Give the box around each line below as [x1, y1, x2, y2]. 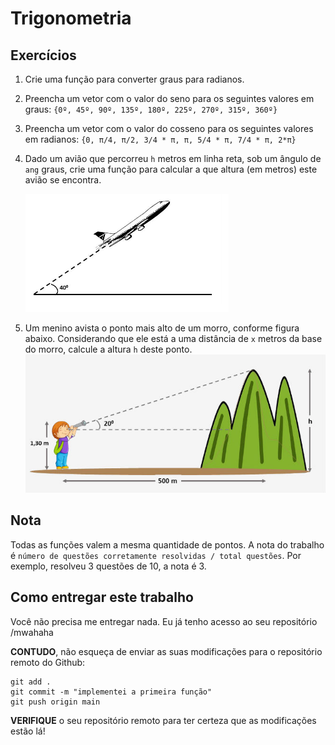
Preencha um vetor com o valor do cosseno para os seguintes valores [24, 123, 314, 134]
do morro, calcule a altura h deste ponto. [24, 343, 193, 355]
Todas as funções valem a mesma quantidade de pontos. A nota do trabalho [10, 538, 325, 551]
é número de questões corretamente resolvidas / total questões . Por [10, 549, 302, 561]
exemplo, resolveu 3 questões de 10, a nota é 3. [10, 560, 207, 572]
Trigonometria [10, 7, 132, 30]
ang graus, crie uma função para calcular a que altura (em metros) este [24, 163, 318, 175]
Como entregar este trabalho [10, 589, 194, 606]
